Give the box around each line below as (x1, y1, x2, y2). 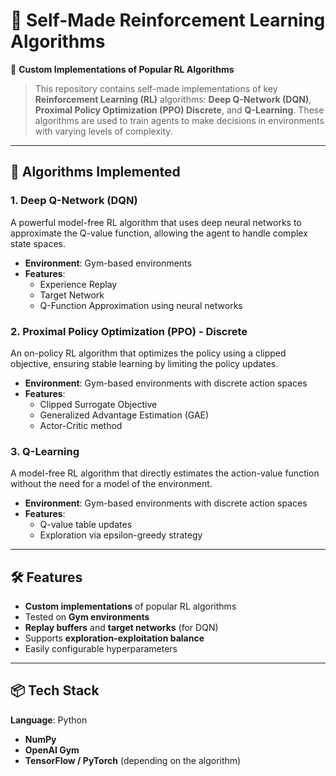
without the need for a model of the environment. (10, 478, 213, 490)
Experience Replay (39, 278, 118, 290)
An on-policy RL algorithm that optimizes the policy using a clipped (10, 347, 287, 359)
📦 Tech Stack (10, 682, 100, 699)
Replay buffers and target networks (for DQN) (24, 622, 219, 634)
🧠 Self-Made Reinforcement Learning (10, 9, 326, 32)
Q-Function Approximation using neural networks (39, 299, 243, 311)
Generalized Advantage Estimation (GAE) (39, 409, 210, 421)
